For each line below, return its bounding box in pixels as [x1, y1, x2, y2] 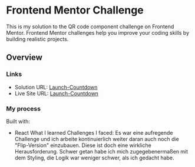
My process [6, 104, 41, 112]
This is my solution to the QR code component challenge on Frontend [6, 23, 174, 30]
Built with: [6, 118, 31, 125]
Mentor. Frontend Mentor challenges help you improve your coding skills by [6, 29, 190, 36]
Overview [6, 52, 43, 62]
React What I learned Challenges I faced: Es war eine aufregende [14, 129, 173, 136]
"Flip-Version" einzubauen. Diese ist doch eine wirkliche [14, 142, 151, 149]
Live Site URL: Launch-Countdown [14, 89, 99, 97]
